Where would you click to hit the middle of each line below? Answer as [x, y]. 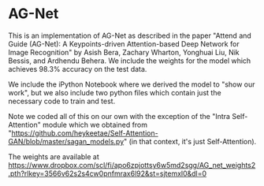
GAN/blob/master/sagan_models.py [66, 141]
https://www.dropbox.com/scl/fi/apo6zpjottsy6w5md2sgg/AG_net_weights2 [132, 165]
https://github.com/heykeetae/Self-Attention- [85, 133]
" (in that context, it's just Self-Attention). [190, 141]
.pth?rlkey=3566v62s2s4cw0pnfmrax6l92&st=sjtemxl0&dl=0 [108, 173]
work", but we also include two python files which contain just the [115, 92]
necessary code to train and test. [62, 101]
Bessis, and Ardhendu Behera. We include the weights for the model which [130, 61]
